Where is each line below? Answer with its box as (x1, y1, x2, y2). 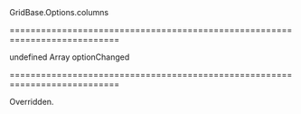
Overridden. (9, 97, 54, 107)
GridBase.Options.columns (9, 7, 109, 17)
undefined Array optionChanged (9, 52, 130, 62)
